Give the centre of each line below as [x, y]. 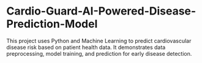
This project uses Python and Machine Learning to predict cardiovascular [99, 41]
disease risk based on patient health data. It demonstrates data [86, 47]
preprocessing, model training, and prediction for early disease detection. [99, 53]
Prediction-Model [52, 24]
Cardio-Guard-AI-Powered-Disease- [101, 11]
